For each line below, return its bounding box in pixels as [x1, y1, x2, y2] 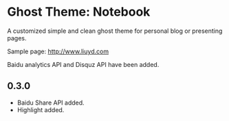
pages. [7, 33, 27, 42]
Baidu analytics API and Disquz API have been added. [7, 60, 160, 68]
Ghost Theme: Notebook [7, 4, 151, 20]
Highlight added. [17, 105, 65, 113]
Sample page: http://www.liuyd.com [7, 47, 109, 55]
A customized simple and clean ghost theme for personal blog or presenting [7, 27, 223, 35]
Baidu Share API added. [17, 98, 85, 107]
